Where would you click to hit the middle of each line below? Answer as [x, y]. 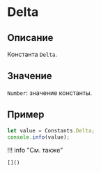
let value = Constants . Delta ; [51, 130]
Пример [26, 115]
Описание [30, 38]
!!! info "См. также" [35, 150]
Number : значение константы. [50, 93]
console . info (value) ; [39, 137]
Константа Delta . [32, 54]
